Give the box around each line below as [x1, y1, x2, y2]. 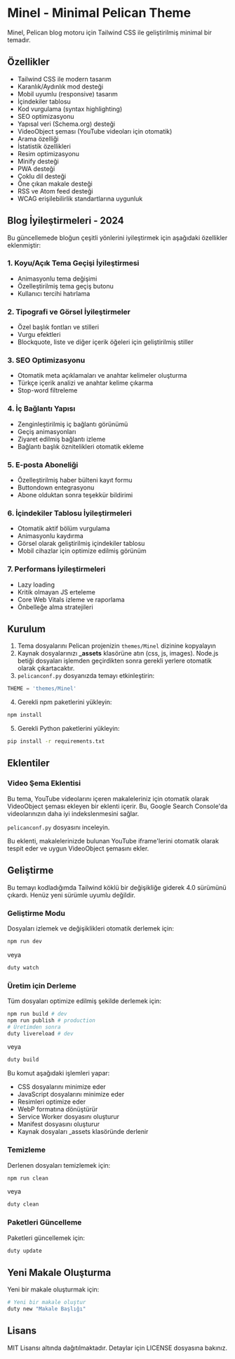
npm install [7, 712, 42, 719]
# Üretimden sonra [7, 1023, 61, 1031]
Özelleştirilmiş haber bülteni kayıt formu [17, 476, 133, 485]
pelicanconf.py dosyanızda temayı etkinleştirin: [17, 672, 155, 680]
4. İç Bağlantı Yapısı [7, 404, 76, 414]
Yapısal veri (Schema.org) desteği [17, 120, 116, 128]
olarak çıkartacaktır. [17, 664, 75, 672]
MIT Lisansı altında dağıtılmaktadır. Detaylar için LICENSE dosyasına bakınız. [7, 1344, 228, 1352]
